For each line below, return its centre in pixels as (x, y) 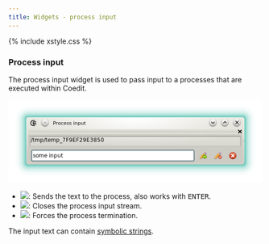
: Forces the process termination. (83, 216)
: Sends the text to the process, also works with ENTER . (120, 196)
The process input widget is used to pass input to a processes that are (125, 79)
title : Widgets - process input (62, 17)
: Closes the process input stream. (85, 206)
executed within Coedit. (48, 88)
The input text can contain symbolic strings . (81, 231)
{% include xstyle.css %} (50, 41)
